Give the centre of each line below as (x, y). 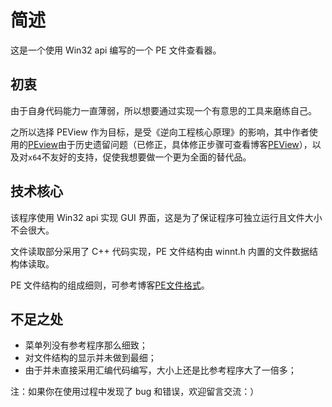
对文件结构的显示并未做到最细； (90, 358)
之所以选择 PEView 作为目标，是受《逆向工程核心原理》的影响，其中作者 (160, 132)
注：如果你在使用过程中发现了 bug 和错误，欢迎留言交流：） (135, 392)
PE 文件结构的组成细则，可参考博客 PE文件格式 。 (110, 285)
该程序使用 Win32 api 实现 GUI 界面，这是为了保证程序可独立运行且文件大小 (166, 217)
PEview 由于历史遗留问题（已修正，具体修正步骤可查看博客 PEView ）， (170, 144)
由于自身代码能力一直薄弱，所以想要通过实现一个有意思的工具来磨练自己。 (163, 110)
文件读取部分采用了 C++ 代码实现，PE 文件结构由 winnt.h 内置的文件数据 (160, 251)
